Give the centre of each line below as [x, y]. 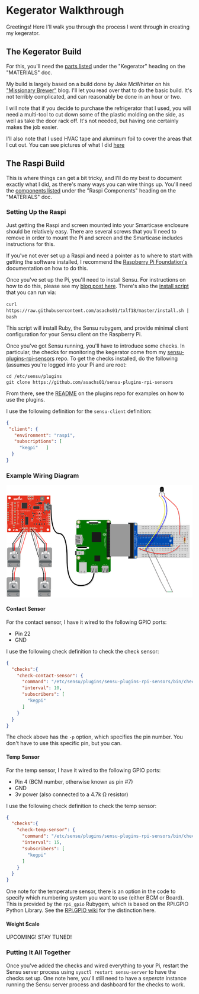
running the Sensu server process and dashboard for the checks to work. [96, 984]
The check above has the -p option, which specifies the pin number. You [95, 737]
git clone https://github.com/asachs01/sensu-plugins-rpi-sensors [90, 382]
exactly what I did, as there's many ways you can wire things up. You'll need [99, 184]
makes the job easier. [32, 127]
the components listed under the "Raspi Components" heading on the [91, 190]
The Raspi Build [36, 164]
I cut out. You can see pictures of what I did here [65, 145]
